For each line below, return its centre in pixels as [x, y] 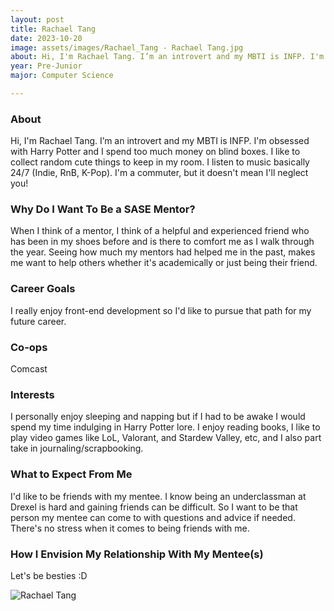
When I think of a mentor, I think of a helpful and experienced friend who [160, 231]
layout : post [37, 19]
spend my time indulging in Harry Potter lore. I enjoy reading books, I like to [165, 427]
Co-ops [29, 347]
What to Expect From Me [71, 474]
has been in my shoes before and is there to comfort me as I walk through [162, 242]
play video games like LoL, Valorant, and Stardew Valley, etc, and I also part [166, 438]
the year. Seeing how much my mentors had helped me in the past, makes [163, 252]
